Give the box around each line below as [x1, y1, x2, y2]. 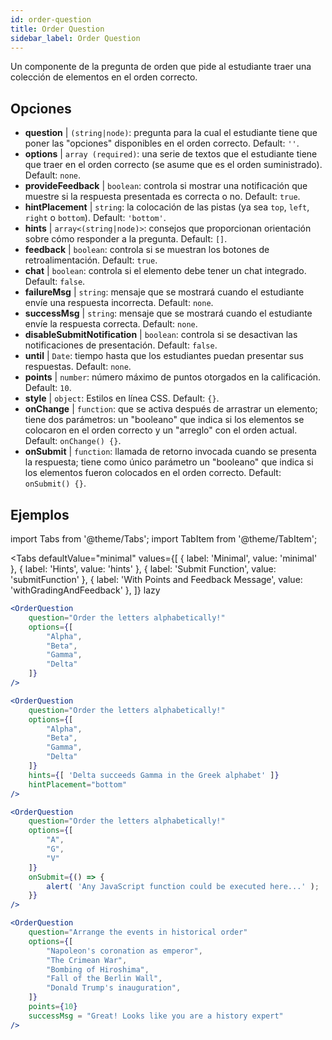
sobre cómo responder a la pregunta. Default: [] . [24, 233, 228, 245]
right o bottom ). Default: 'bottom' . [24, 212, 167, 224]
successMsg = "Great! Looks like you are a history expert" [28, 1011, 284, 1021]
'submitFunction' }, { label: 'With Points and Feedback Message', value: [10, 574, 303, 585]
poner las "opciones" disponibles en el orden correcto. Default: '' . [24, 137, 300, 150]
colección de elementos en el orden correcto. [10, 71, 198, 83]
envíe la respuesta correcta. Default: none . [24, 318, 198, 330]
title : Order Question [10, 24, 105, 34]
